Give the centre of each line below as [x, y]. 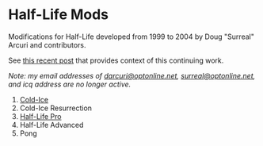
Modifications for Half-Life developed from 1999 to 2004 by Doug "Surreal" [131, 36]
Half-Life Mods [59, 15]
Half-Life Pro [40, 116]
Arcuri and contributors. [47, 44]
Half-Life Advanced [51, 125]
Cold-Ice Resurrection [56, 108]
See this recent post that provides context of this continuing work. [116, 60]
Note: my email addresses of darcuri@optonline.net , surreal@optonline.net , [132, 75]
